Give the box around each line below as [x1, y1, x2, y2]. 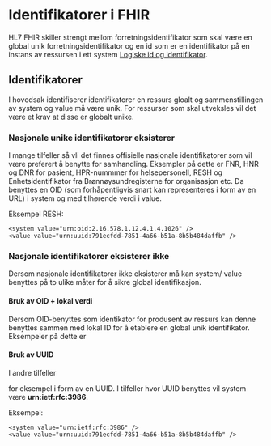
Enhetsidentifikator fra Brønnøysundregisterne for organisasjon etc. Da [8, 176, 244, 186]
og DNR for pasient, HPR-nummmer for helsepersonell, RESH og [8, 168, 223, 177]
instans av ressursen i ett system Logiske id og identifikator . [8, 49, 208, 59]
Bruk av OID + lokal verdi [8, 295, 93, 305]
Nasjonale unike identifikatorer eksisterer [8, 132, 176, 143]
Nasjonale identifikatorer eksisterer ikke [8, 250, 170, 261]
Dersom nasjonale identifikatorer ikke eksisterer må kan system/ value [8, 269, 243, 278]
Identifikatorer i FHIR [8, 6, 150, 24]
